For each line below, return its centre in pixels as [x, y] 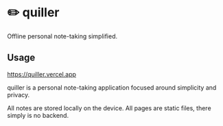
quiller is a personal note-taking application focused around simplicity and [112, 87]
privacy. [19, 94]
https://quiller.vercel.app [42, 74]
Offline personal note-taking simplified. [62, 36]
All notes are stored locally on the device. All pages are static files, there [109, 108]
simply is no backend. [38, 115]
